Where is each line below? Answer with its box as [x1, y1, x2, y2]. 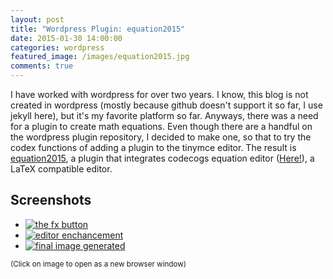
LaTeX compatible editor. [10, 163, 113, 175]
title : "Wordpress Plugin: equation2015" [10, 24, 186, 34]
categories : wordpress [10, 42, 105, 53]
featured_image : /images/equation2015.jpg [10, 52, 190, 62]
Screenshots [10, 192, 92, 209]
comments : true [10, 61, 74, 71]
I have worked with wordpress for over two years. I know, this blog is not [10, 89, 309, 100]
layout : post [10, 14, 65, 25]
